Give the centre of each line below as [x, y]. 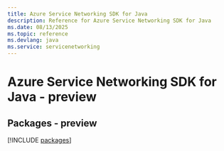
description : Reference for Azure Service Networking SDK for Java [110, 21]
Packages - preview [52, 123]
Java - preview [52, 97]
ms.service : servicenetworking [54, 47]
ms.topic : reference [38, 34]
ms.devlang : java [33, 40]
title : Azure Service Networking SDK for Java [78, 14]
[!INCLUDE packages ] [39, 140]
